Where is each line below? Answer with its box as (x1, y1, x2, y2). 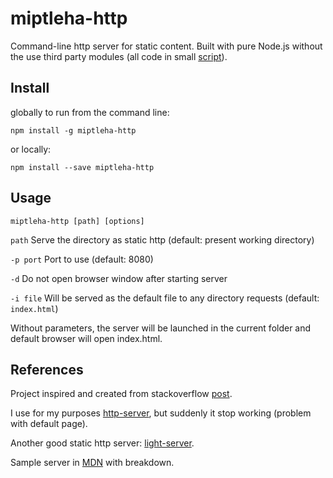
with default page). (10, 418, 88, 430)
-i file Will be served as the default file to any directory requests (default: (10, 292, 320, 304)
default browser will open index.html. (10, 332, 163, 344)
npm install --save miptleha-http (10, 162, 155, 172)
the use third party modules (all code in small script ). (10, 50, 228, 62)
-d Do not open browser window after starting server (10, 272, 228, 284)
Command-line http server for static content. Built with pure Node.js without (10, 40, 323, 52)
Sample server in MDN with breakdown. (10, 457, 175, 469)
